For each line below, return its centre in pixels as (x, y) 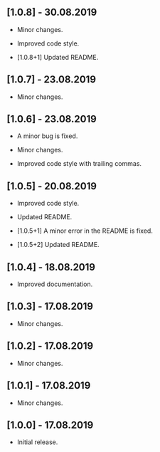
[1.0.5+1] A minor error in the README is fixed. (85, 231)
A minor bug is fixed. (47, 136)
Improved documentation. (55, 284)
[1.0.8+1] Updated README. (58, 57)
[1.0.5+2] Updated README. (58, 245)
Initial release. (37, 442)
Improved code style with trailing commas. (79, 164)
